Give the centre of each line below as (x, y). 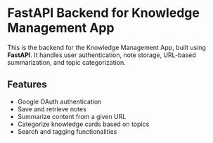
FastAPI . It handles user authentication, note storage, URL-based (102, 55)
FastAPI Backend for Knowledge (104, 13)
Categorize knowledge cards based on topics (83, 124)
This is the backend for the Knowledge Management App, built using (106, 47)
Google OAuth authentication (59, 101)
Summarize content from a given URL (72, 116)
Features (27, 85)
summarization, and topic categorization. (67, 62)
